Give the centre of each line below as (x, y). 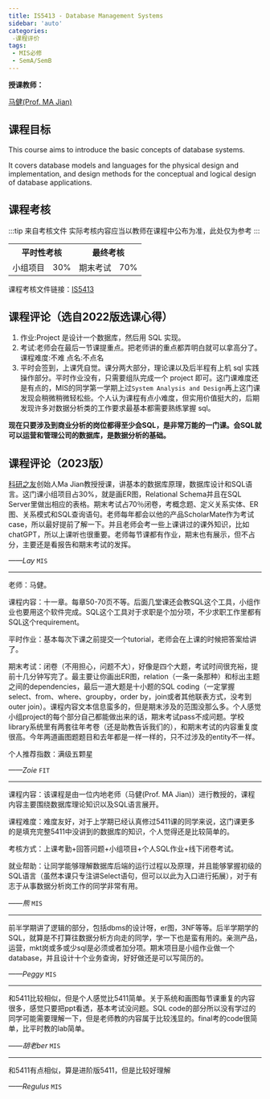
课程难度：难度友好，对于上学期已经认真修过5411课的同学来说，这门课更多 (132, 822)
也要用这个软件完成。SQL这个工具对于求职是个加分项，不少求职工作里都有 (138, 612)
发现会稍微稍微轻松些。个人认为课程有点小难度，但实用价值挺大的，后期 (139, 398)
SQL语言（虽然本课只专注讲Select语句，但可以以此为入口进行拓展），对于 (129, 876)
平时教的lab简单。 (59, 1029)
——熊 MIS (25, 903)
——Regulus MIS (35, 1087)
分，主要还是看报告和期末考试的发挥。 (72, 545)
